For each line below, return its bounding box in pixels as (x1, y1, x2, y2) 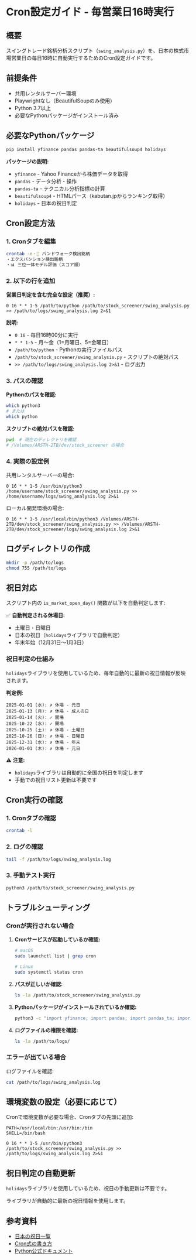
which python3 (6, 403, 41, 409)
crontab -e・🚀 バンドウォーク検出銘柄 (6, 251, 91, 257)
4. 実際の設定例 (6, 457, 50, 465)
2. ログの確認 (6, 843, 43, 851)
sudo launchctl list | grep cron (14, 953, 97, 959)
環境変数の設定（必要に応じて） (6, 1097, 122, 1107)
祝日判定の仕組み (6, 655, 54, 663)
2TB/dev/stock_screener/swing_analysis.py (6, 522, 111, 528)
